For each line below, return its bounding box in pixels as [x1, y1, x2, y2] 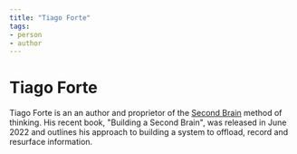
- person [9, 30, 43, 39]
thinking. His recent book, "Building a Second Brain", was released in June [9, 117, 287, 128]
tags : [9, 22, 30, 31]
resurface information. [9, 137, 93, 148]
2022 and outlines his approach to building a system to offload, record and [9, 127, 289, 138]
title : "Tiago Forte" [9, 13, 91, 23]
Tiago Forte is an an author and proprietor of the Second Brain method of [9, 108, 283, 119]
